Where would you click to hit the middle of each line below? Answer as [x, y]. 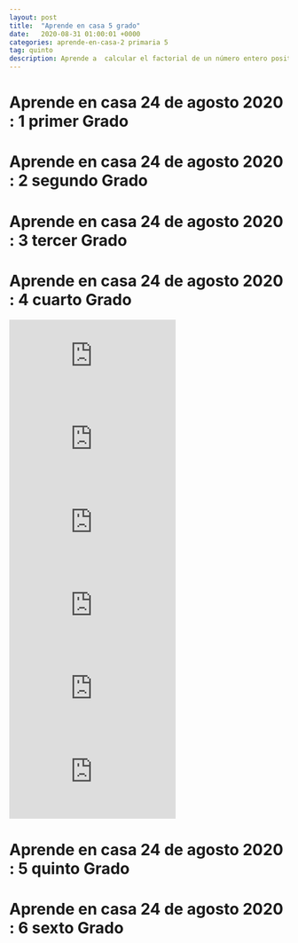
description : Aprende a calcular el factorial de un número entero [138, 59]
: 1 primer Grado [69, 122]
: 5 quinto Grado [70, 868]
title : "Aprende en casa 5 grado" [75, 26]
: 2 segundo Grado [78, 181]
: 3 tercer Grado [68, 240]
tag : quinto [31, 51]
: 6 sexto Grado [67, 927]
